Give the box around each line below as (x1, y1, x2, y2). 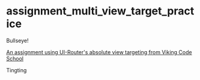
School (6, 55, 24, 62)
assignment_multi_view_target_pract (6, 4, 195, 18)
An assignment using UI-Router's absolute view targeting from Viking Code (6, 48, 192, 55)
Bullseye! (6, 37, 29, 44)
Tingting (6, 66, 27, 73)
